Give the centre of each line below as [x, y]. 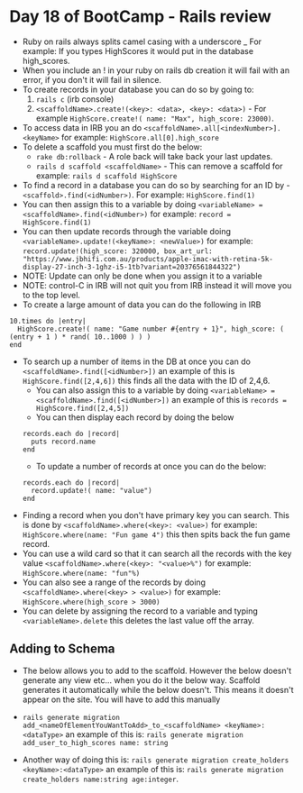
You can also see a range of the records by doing [114, 582]
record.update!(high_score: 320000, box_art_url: [118, 251]
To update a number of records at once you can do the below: [151, 466]
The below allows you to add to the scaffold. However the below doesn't [157, 670]
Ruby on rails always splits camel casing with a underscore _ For [142, 41]
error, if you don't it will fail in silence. [92, 79]
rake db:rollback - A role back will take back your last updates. [154, 156]
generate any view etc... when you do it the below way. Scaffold [141, 680]
